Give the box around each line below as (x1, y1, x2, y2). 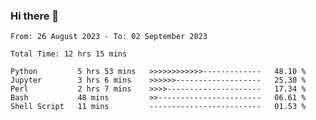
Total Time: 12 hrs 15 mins (10, 49, 128, 59)
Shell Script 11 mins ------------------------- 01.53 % (10, 102, 307, 112)
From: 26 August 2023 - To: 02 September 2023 (10, 32, 208, 42)
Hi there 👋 (10, 9, 60, 23)
